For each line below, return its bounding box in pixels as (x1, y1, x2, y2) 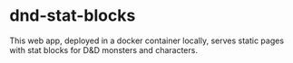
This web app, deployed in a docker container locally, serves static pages (9, 35, 284, 46)
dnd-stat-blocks (9, 5, 136, 26)
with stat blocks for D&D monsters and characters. (9, 44, 198, 55)
